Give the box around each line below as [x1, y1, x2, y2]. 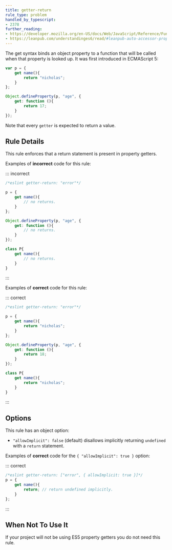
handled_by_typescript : [5, 17, 56, 22]
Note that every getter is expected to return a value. [5, 122, 116, 128]
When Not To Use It [5, 520, 68, 529]
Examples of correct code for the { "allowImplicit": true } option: [5, 453, 150, 459]
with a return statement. [12, 443, 64, 449]
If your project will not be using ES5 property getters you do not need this [5, 534, 160, 540]
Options [5, 414, 32, 422]
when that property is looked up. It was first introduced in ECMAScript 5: [5, 55, 159, 62]
